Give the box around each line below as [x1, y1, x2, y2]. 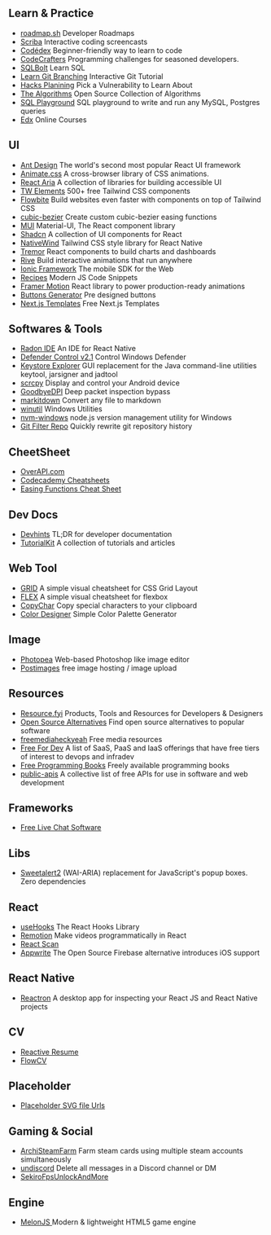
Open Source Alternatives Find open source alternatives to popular [20, 717, 245, 727]
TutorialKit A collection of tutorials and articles [20, 538, 176, 548]
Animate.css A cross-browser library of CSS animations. [20, 169, 209, 178]
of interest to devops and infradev [20, 751, 134, 761]
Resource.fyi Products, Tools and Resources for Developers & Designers [20, 708, 264, 718]
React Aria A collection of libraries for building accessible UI [20, 177, 222, 187]
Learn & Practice [8, 7, 94, 20]
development [20, 777, 65, 787]
